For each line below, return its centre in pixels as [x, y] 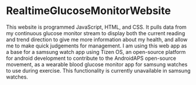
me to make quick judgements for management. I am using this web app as [97, 46]
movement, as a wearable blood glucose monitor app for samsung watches [97, 64]
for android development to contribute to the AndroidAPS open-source [91, 58]
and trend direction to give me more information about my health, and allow [97, 39]
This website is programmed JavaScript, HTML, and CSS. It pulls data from [97, 27]
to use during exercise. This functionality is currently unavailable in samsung [98, 70]
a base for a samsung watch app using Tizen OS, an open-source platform [96, 52]
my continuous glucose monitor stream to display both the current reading [96, 33]
